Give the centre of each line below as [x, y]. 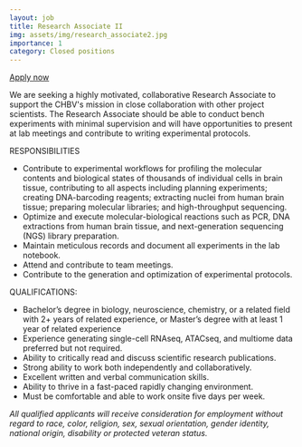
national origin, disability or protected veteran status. [109, 433]
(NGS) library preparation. [71, 236]
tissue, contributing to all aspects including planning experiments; [145, 188]
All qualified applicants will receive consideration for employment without [146, 414]
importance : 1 [36, 43]
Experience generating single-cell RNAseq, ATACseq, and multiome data [158, 339]
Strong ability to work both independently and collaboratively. [137, 367]
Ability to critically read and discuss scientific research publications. [149, 358]
